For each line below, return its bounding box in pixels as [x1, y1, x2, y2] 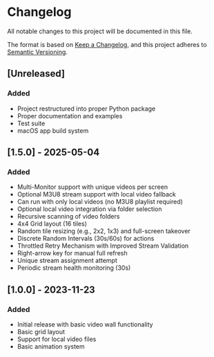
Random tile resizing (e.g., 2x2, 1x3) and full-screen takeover [17, 227, 191, 235]
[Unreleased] [7, 68, 66, 80]
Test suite [17, 119, 46, 127]
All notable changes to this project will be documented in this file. [7, 27, 193, 35]
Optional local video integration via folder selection [17, 205, 162, 213]
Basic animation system [17, 342, 85, 350]
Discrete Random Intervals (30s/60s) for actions [17, 235, 155, 243]
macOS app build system [17, 126, 89, 135]
